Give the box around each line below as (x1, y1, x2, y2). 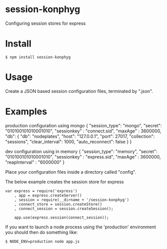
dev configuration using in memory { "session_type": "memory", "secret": (5, 148, 157, 155)
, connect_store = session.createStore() (14, 202, 102, 207)
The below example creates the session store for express (5, 178, 124, 185)
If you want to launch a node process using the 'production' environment (5, 224, 156, 230)
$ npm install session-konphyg (5, 55, 71, 60)
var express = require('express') (5, 188, 78, 193)
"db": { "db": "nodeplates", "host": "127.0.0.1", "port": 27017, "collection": (5, 133, 155, 139)
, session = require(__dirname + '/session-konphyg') (14, 197, 129, 203)
